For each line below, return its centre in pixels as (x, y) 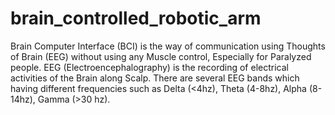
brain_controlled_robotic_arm (136, 18)
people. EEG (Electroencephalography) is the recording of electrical (149, 67)
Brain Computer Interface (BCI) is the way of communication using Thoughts (168, 46)
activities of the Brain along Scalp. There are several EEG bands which (155, 78)
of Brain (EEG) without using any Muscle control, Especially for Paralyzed (161, 56)
